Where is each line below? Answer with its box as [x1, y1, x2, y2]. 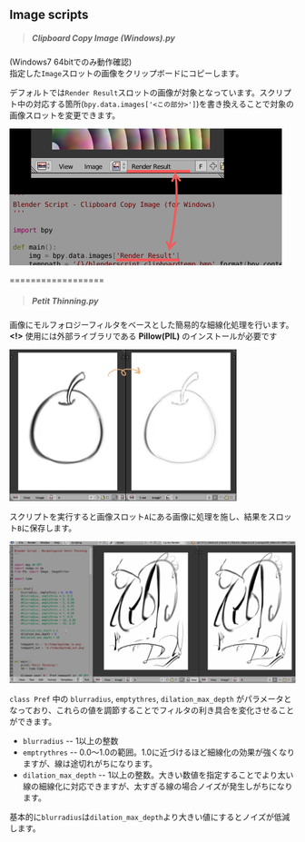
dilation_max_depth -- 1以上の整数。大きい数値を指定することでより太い [22, 769, 294, 780]
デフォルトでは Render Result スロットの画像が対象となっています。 [9, 87, 261, 98]
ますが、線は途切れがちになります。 [22, 758, 158, 768]
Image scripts [9, 7, 89, 23]
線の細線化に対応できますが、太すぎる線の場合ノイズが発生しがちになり [22, 781, 293, 791]
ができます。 [9, 717, 57, 727]
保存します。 [29, 522, 77, 534]
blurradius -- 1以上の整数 [22, 736, 119, 746]
